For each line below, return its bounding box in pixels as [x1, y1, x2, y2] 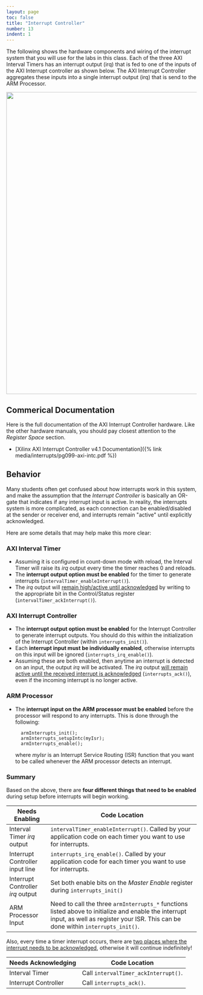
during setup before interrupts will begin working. [6, 793, 130, 800]
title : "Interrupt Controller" [6, 20, 85, 26]
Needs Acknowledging [9, 958, 77, 967]
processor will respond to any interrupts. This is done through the [14, 712, 178, 719]
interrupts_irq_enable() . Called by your [50, 849, 166, 858]
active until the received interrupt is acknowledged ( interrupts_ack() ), [14, 670, 192, 677]
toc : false [6, 14, 34, 21]
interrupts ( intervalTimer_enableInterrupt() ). [14, 578, 130, 585]
